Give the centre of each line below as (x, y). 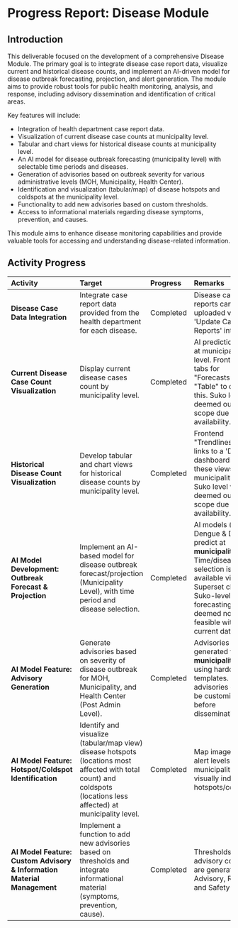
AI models (210, 524)
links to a (209, 451)
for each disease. (108, 330)
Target (91, 283)
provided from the (109, 312)
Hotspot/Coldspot (42, 769)
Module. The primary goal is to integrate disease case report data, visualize (118, 64)
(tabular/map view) (111, 743)
